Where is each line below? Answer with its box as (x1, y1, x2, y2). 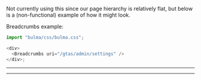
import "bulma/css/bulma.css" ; (6, 35, 84, 41)
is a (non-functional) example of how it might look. (6, 11, 130, 19)
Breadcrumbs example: (6, 23, 64, 30)
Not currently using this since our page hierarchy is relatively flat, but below (6, 5, 193, 12)
